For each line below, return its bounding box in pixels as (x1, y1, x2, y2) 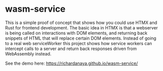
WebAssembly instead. (5, 50, 52, 57)
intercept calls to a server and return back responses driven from (5, 46, 137, 51)
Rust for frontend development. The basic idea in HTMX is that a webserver (5, 24, 158, 30)
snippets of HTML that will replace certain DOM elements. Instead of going (5, 35, 157, 41)
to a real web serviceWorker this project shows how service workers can (5, 40, 152, 46)
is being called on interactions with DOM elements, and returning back (5, 30, 148, 36)
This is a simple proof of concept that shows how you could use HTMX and (5, 20, 158, 25)
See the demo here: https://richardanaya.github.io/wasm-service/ (5, 60, 138, 66)
